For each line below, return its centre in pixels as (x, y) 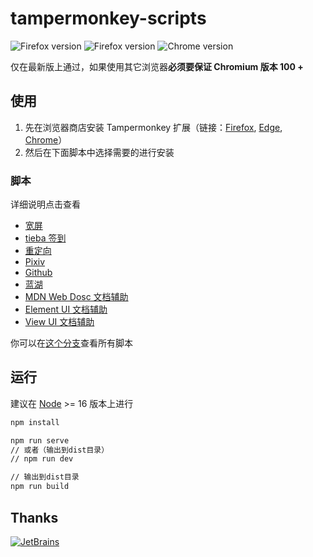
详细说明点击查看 (45, 204)
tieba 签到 (45, 238)
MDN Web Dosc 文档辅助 (76, 297)
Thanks (34, 517)
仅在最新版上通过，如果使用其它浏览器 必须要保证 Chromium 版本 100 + (157, 66)
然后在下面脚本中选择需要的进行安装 (99, 152)
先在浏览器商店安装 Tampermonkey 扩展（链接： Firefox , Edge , (153, 127)
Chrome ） (46, 139)
